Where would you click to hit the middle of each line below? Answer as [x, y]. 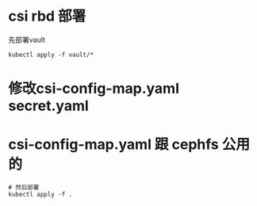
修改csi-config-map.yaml [94, 89]
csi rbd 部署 [47, 16]
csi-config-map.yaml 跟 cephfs [114, 145]
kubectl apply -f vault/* [51, 55]
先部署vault [27, 40]
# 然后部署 [24, 188]
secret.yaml [48, 106]
